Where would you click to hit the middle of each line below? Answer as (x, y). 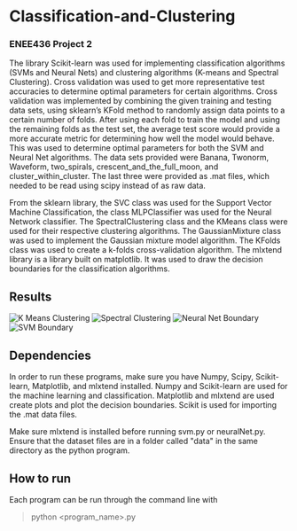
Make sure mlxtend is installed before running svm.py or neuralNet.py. (137, 432)
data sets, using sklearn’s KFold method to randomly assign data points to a (147, 110)
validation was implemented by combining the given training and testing (141, 101)
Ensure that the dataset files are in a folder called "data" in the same (134, 441)
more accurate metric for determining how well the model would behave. (142, 138)
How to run (40, 478)
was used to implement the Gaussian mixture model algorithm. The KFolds (145, 240)
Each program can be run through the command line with (113, 499)
